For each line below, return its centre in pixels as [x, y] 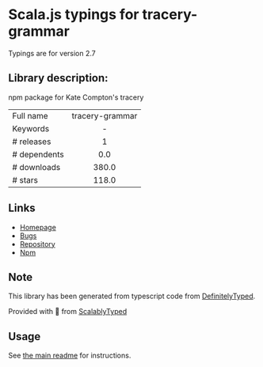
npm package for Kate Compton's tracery [76, 97]
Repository [37, 244]
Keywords [31, 128]
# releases [32, 142]
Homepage [38, 227]
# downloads [36, 167]
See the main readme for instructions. [70, 356]
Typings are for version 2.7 [52, 53]
